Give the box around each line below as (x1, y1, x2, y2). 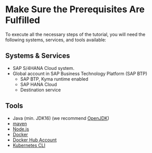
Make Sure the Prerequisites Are (5, 4, 145, 15)
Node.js (12, 126, 29, 132)
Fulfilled (5, 14, 40, 26)
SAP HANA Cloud (20, 81, 57, 87)
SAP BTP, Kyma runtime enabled (20, 75, 88, 82)
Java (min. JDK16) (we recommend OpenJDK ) (12, 115, 109, 121)
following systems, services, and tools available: (5, 37, 107, 43)
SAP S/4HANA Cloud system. (12, 65, 75, 71)
